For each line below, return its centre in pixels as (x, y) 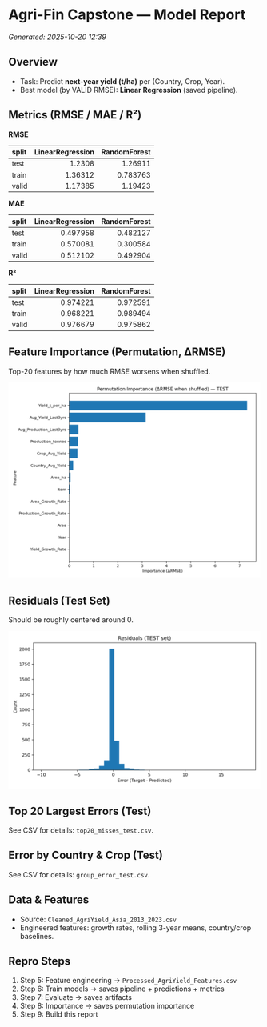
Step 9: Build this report (59, 1014)
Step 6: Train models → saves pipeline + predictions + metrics (122, 989)
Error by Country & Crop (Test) (86, 855)
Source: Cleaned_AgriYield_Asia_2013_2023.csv (98, 919)
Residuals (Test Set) (59, 600)
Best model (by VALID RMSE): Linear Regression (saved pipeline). (129, 90)
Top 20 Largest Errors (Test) (80, 811)
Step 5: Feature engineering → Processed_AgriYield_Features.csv (128, 981)
